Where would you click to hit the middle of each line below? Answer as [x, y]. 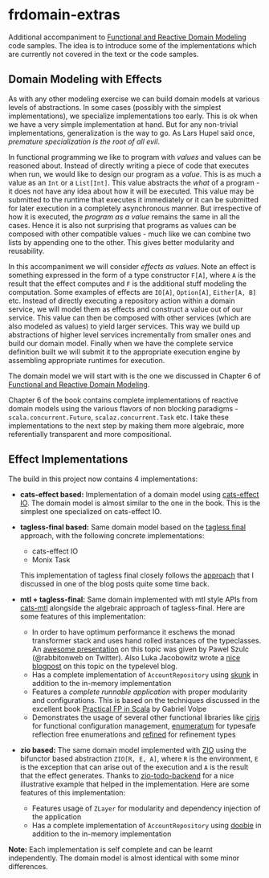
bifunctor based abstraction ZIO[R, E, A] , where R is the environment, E [139, 758]
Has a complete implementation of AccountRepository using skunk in [145, 674]
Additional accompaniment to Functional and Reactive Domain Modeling [127, 37]
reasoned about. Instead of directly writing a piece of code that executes [129, 165]
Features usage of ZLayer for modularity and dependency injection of [146, 808]
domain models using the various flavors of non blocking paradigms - [123, 408]
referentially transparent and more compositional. [90, 434]
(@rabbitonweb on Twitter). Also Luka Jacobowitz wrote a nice [136, 657]
